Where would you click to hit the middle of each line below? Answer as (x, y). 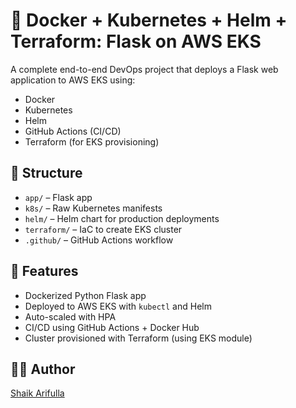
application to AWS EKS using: (73, 80)
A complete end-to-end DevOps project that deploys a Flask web (144, 69)
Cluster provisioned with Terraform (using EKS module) (138, 338)
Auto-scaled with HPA (70, 316)
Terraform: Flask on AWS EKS (136, 41)
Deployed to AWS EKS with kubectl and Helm (118, 306)
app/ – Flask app (58, 197)
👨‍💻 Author (43, 369)
